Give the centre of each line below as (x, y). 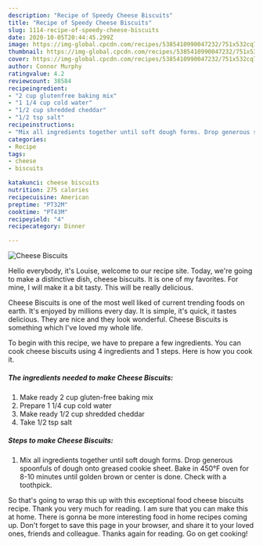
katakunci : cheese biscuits (54, 183)
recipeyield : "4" (36, 219)
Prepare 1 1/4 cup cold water (65, 406)
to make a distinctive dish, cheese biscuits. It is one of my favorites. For (123, 279)
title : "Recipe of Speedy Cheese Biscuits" (80, 23)
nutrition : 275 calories (49, 190)
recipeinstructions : (42, 125)
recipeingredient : (38, 88)
